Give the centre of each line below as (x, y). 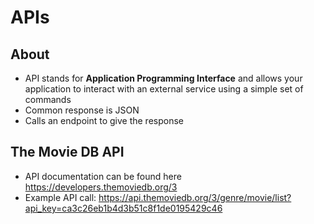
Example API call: (60, 197)
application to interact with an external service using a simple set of (164, 89)
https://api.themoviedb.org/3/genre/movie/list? (195, 197)
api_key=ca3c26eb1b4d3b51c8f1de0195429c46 (123, 208)
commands (48, 99)
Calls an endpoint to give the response (104, 120)
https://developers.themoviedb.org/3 (101, 187)
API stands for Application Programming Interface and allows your (163, 78)
